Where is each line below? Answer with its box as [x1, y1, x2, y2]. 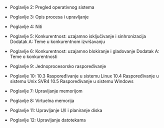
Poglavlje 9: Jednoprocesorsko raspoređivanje [9, 63, 106, 69]
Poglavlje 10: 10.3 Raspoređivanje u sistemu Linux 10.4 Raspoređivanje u [9, 73, 159, 79]
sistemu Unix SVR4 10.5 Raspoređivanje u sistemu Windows [9, 78, 134, 84]
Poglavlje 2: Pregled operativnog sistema [9, 4, 94, 10]
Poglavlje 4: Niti [9, 23, 42, 29]
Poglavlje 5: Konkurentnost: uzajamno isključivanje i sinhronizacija [9, 33, 146, 39]
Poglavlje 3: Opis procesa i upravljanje [9, 14, 89, 19]
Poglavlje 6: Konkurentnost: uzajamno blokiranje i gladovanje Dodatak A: [9, 48, 159, 54]
